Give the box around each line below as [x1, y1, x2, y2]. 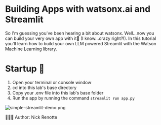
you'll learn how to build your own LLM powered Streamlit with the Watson [5, 40, 157, 46]
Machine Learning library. [5, 46, 57, 52]
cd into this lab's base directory [12, 85, 77, 91]
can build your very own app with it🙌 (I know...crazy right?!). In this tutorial [5, 35, 157, 41]
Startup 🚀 [5, 63, 45, 74]
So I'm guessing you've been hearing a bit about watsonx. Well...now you [5, 30, 155, 36]
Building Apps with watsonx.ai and [5, 3, 151, 15]
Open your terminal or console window [12, 79, 91, 85]
